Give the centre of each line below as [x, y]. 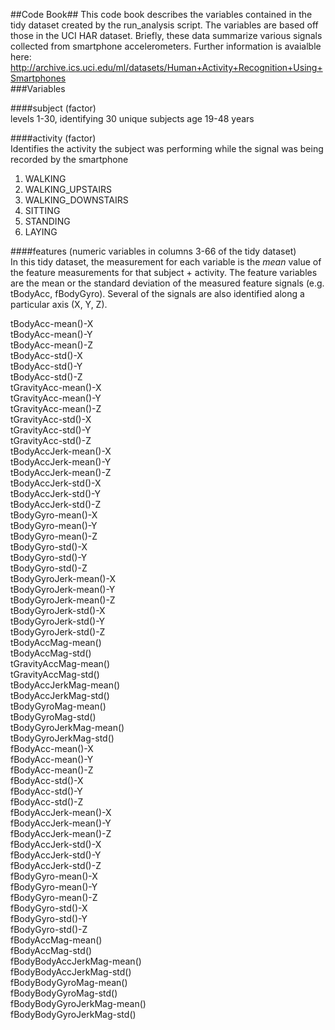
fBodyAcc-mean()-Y [52, 759]
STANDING [47, 221]
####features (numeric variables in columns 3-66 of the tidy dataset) [153, 251]
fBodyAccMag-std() [51, 950]
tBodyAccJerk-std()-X [56, 483]
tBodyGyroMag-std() [53, 717]
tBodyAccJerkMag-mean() [65, 685]
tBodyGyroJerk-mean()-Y [63, 589]
